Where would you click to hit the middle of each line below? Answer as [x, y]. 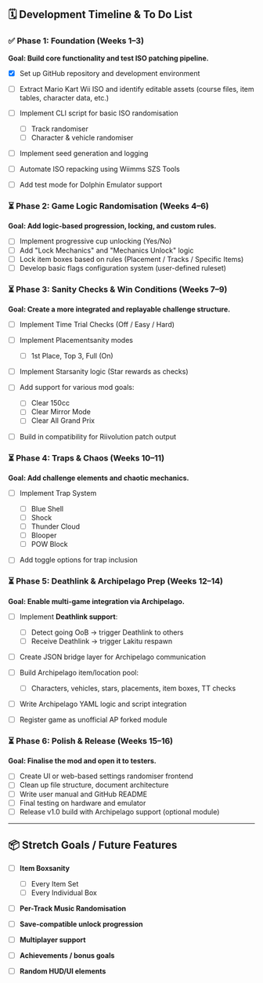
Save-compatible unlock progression [81, 924]
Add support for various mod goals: [77, 388]
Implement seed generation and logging [84, 153]
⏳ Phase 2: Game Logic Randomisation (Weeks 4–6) [108, 206]
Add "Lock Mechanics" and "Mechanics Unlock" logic [106, 250]
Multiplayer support [52, 939]
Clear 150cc [50, 403]
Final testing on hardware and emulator [83, 803]
